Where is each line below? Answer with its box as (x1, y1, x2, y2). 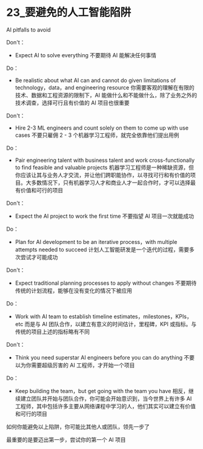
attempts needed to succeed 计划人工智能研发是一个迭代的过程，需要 (15, 246, 190, 253)
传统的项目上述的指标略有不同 (15, 328, 90, 335)
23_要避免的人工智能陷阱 (6, 5, 131, 19)
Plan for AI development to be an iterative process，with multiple (15, 238, 178, 245)
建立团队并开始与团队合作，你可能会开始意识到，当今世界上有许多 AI (20, 395, 192, 402)
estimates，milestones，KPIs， (113, 313, 192, 320)
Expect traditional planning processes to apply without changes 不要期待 (15, 279, 197, 287)
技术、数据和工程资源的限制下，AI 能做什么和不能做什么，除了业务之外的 (15, 91, 198, 99)
